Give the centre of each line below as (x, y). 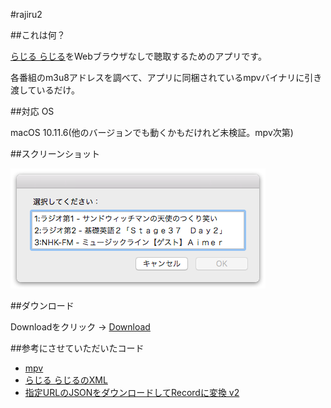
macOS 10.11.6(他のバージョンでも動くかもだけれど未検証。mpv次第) (152, 132)
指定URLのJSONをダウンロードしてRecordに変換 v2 (132, 392)
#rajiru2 (26, 14)
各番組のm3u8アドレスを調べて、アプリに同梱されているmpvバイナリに (157, 77)
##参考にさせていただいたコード (77, 348)
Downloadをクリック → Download (80, 327)
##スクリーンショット (55, 153)
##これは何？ (38, 35)
